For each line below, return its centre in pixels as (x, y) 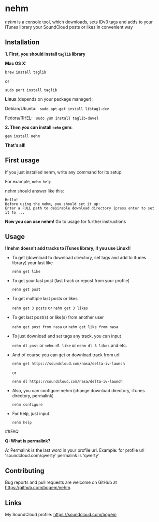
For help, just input (31, 414)
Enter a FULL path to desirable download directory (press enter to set (80, 208)
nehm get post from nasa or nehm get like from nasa (65, 327)
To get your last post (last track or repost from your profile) (71, 281)
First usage (22, 160)
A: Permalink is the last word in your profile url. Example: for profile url (75, 450)
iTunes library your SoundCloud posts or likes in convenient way (69, 27)
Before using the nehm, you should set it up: (53, 204)
